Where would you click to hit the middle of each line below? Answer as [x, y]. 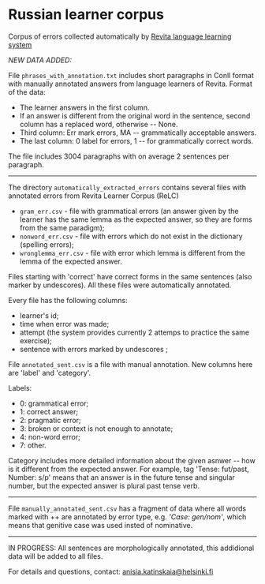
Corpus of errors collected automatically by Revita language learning [120, 36]
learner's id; [39, 315]
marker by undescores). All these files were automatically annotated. [120, 285]
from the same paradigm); [62, 227]
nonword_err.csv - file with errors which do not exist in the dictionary [131, 236]
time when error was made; [64, 324]
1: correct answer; [49, 411]
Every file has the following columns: [68, 300]
